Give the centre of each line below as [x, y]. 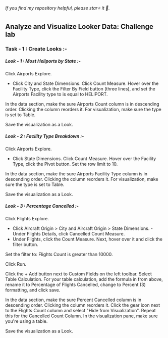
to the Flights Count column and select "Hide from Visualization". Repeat [80, 311]
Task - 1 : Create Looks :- [36, 49]
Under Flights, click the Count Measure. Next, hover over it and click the [88, 239]
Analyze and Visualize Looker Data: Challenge [79, 27]
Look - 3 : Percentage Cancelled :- [42, 206]
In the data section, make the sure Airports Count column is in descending [82, 104]
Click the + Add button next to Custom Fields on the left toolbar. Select [79, 274]
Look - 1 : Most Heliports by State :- [43, 61]
